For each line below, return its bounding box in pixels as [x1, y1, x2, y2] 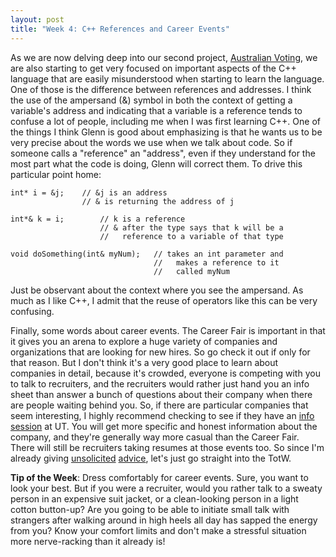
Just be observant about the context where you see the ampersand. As [10, 284, 304, 296]
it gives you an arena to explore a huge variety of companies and [10, 335, 278, 347]
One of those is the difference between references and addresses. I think [10, 83, 312, 95]
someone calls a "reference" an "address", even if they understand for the [10, 147, 316, 159]
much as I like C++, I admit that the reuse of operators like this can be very [10, 294, 318, 306]
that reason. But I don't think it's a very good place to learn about [10, 356, 279, 368]
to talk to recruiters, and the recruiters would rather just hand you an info [10, 377, 310, 390]
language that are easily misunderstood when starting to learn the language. [10, 72, 325, 85]
